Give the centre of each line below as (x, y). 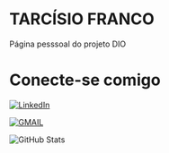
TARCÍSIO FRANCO (82, 19)
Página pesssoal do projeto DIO (68, 44)
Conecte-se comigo (85, 80)
